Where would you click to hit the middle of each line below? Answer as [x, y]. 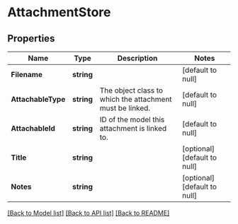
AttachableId [33, 128]
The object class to [131, 90]
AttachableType [38, 99]
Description [137, 58]
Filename [27, 75]
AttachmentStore [59, 12]
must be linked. [125, 108]
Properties [31, 39]
